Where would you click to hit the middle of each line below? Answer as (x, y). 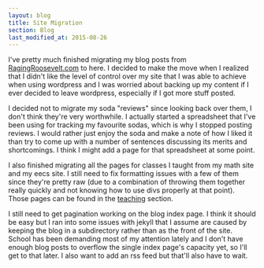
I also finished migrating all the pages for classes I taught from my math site (131, 165)
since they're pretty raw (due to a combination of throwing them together (127, 182)
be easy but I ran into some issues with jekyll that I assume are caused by (128, 222)
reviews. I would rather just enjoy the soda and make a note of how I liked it (130, 134)
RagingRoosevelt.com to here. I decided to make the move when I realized (128, 68)
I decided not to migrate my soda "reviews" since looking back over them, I (130, 108)
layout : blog (30, 15)
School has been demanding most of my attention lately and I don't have (126, 239)
